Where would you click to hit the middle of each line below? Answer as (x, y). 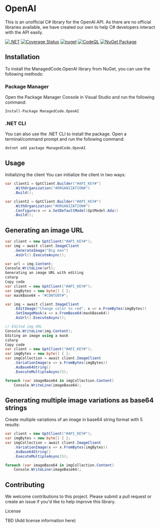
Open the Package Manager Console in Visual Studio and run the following (80, 97)
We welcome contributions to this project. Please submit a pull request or (78, 496)
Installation (22, 57)
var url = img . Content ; (29, 264)
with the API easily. (24, 32)
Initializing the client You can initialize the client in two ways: (65, 175)
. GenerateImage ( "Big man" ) (41, 250)
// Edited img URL (24, 327)
